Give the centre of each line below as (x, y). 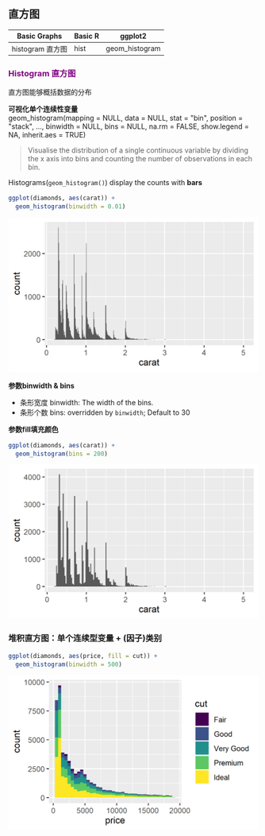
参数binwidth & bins (42, 385)
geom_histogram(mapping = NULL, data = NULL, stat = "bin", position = (126, 118)
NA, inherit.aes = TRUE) (47, 135)
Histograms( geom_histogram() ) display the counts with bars (105, 183)
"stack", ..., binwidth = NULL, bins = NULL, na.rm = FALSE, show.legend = (129, 126)
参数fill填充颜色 (34, 429)
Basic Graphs (40, 36)
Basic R (86, 36)
